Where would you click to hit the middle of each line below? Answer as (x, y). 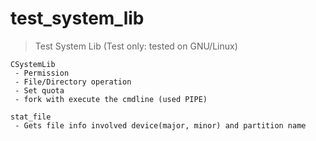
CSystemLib (33, 64)
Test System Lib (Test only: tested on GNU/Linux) (136, 46)
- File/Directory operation (73, 82)
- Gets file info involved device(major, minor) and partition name (160, 125)
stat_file (31, 117)
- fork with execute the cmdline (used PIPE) (111, 99)
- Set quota (39, 90)
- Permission (42, 73)
